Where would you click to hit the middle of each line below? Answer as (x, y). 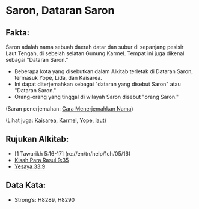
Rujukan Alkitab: (37, 139)
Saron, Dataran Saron (60, 11)
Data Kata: (26, 185)
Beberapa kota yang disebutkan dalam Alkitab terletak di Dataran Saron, (103, 71)
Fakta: (18, 33)
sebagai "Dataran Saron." (37, 60)
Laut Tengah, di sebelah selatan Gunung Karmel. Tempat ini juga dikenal (95, 53)
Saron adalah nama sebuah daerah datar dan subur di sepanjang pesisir (95, 47)
